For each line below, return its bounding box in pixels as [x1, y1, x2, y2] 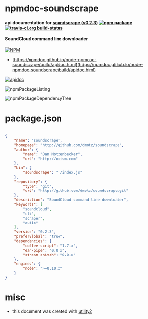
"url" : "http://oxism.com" [23, 156, 78, 161]
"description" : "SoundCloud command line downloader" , [14, 197, 129, 202]
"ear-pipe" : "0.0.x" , [23, 248, 67, 253]
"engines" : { [14, 261, 41, 266]
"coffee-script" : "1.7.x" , [23, 243, 78, 248]
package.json [5, 113, 62, 124]
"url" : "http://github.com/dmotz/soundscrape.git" [23, 188, 129, 193]
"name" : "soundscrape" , [14, 138, 63, 143]
